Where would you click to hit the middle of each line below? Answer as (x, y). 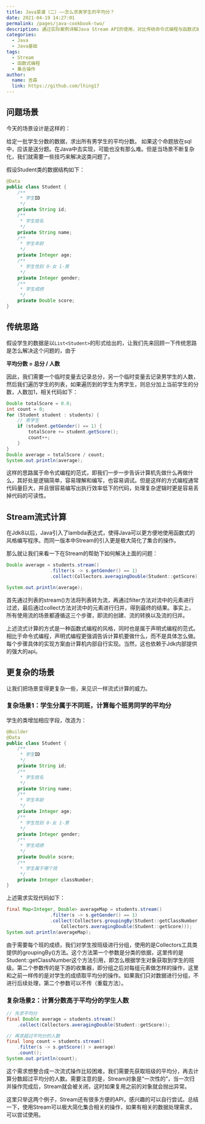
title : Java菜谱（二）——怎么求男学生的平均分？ (60, 12)
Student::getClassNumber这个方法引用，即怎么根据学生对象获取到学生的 (98, 960)
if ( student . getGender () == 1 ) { (60, 426)
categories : (21, 35)
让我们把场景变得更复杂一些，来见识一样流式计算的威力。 (78, 688)
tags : (13, 52)
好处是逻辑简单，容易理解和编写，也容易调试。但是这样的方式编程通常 (110, 481)
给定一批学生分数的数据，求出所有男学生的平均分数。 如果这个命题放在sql (99, 141)
